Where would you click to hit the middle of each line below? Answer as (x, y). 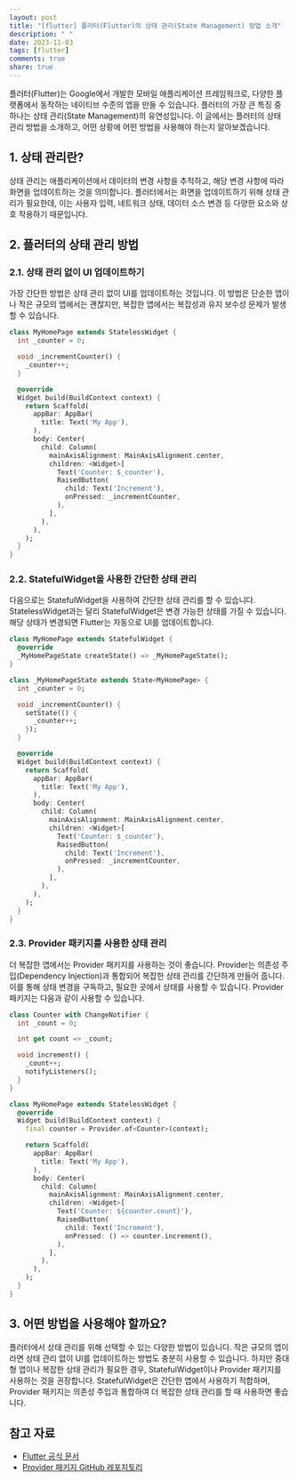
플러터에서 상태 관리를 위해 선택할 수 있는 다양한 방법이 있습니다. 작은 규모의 (141, 1347)
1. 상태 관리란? (47, 158)
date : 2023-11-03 (41, 42)
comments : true (37, 59)
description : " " (41, 34)
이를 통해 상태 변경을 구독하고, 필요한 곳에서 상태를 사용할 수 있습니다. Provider (147, 986)
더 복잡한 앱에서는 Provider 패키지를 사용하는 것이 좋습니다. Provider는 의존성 (145, 964)
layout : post (33, 17)
